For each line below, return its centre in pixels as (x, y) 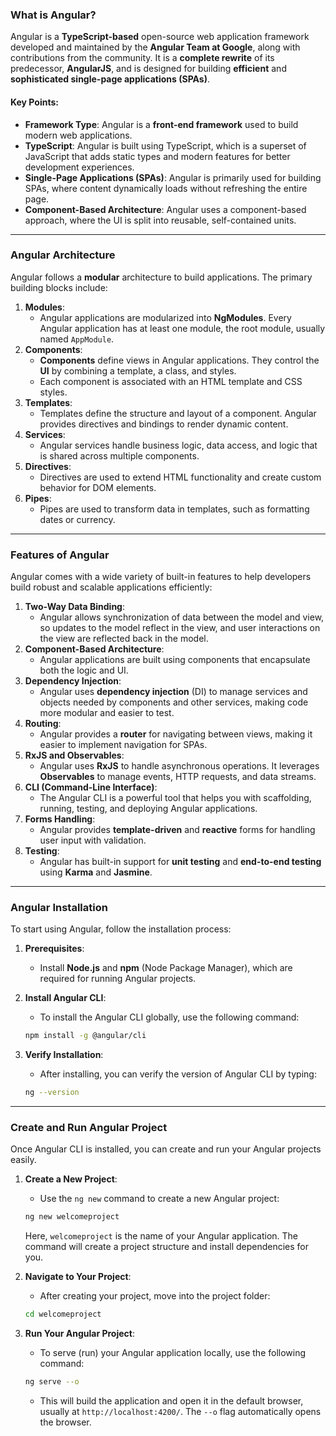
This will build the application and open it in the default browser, (171, 1401)
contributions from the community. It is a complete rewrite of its (142, 58)
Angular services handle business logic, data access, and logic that (178, 445)
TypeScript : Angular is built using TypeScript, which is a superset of (165, 145)
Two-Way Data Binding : (75, 607)
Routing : (43, 724)
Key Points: (34, 102)
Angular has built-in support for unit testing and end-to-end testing (180, 862)
